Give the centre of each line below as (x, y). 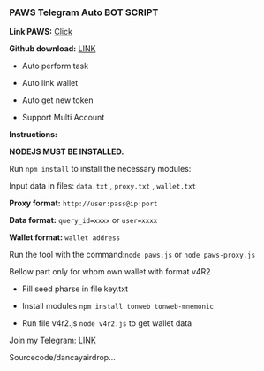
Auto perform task (55, 66)
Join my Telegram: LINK (53, 340)
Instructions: (34, 135)
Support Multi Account (63, 118)
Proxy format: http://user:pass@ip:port (83, 203)
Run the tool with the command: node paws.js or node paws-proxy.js (132, 255)
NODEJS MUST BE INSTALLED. (67, 151)
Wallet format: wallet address (65, 237)
